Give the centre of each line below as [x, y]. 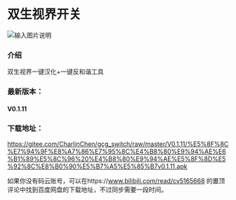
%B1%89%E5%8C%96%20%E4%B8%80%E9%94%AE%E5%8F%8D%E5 [117, 159]
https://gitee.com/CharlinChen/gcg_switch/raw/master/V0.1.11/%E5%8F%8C [118, 144]
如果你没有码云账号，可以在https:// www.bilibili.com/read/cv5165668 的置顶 [116, 181]
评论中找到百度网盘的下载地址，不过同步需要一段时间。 [87, 189]
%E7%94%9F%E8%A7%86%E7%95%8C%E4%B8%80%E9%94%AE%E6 [117, 152]
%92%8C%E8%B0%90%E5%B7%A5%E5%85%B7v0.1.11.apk [97, 166]
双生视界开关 [45, 14]
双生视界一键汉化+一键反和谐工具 [55, 72]
